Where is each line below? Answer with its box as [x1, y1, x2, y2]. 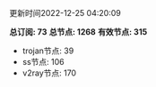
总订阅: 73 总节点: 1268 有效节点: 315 [9, 27, 148, 37]
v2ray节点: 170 [22, 67, 77, 78]
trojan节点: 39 [22, 45, 74, 56]
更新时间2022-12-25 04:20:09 [9, 8, 121, 18]
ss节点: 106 [22, 57, 65, 67]
